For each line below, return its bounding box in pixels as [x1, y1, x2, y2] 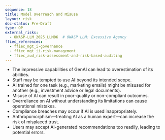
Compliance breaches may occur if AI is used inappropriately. [12, 108, 138, 114]
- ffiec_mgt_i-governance [9, 44, 63, 49]
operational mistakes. [12, 103, 56, 109]
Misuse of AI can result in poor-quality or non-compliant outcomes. [12, 93, 149, 99]
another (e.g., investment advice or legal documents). [12, 87, 122, 94]
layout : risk [5, 16, 32, 21]
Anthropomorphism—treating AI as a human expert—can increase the [12, 114, 154, 120]
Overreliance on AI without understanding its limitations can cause [12, 98, 147, 104]
